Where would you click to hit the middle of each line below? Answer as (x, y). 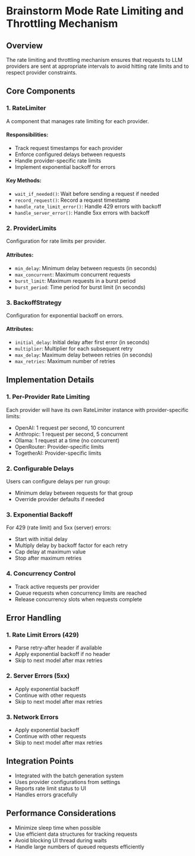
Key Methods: (24, 180)
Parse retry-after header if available (58, 648)
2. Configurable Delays (40, 468)
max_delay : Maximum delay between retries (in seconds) (84, 355)
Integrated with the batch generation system (69, 776)
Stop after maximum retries (48, 558)
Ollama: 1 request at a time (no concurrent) (67, 440)
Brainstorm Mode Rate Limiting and (95, 11)
